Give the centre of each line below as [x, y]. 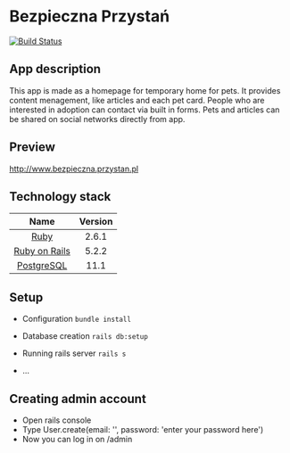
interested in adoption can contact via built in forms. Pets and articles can [145, 110]
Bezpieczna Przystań [90, 16]
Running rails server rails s [74, 353]
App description [55, 69]
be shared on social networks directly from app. [97, 119]
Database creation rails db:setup [85, 336]
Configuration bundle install [77, 319]
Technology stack [60, 197]
